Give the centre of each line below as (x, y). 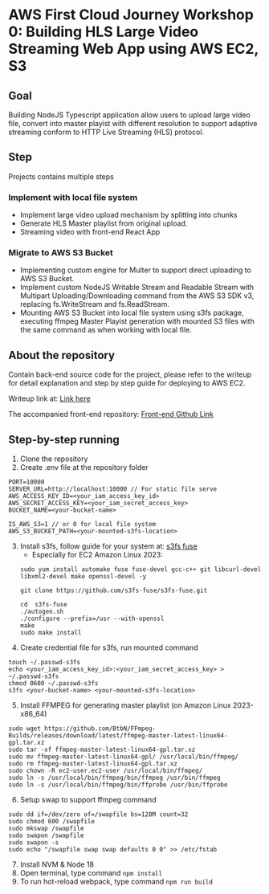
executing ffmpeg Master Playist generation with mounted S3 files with (137, 321)
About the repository (61, 355)
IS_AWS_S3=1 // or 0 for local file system (82, 525)
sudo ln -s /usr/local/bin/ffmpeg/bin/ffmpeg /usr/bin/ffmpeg (114, 778)
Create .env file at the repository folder (84, 467)
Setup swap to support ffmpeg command (88, 800)
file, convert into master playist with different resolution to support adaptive (133, 123)
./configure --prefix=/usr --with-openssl (92, 619)
